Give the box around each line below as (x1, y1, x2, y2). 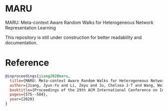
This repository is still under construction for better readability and (5, 34, 142, 40)
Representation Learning (5, 24, 56, 30)
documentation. (5, 39, 38, 45)
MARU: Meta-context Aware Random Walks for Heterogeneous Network (5, 19, 154, 25)
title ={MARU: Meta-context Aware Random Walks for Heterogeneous (9, 78, 149, 83)
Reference (5, 57, 49, 69)
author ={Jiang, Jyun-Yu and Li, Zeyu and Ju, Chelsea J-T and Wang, (9, 83, 155, 88)
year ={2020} (9, 97, 35, 102)
